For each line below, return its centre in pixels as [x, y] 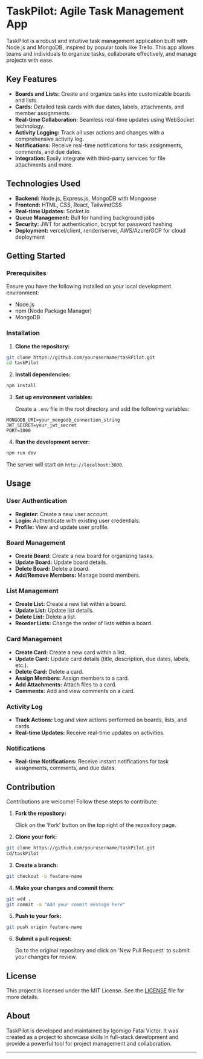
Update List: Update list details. [54, 611]
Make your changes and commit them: [64, 888]
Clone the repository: [42, 346]
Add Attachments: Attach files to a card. [66, 684]
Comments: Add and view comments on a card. [75, 691]
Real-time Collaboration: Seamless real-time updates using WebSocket [105, 119]
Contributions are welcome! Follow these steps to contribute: [82, 802]
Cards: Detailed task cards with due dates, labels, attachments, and [99, 107]
